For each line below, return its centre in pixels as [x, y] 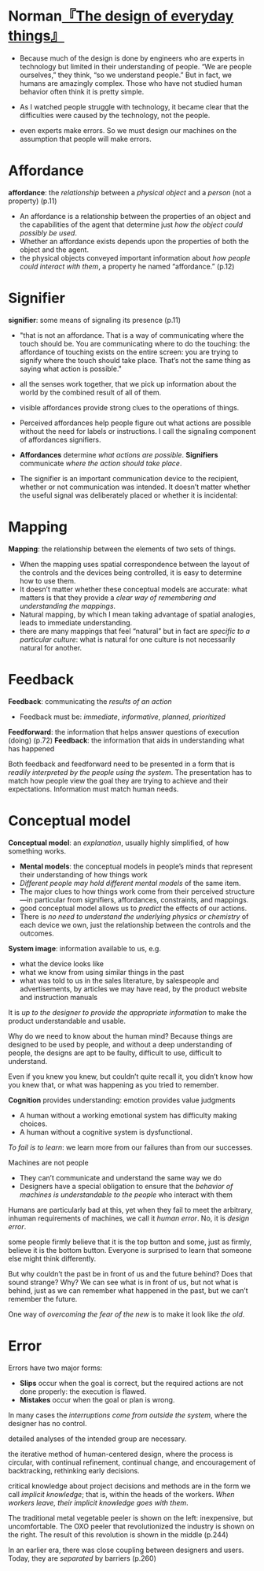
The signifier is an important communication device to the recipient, [129, 478]
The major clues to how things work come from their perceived [121, 891]
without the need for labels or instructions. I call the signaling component [137, 431]
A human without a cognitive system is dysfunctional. [106, 1132]
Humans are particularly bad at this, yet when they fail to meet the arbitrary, [130, 1210]
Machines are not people [48, 1162]
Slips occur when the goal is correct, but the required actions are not [131, 1383]
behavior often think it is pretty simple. [82, 91]
